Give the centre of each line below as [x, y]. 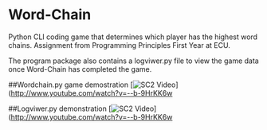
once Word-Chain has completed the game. [80, 69]
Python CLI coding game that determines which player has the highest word [133, 37]
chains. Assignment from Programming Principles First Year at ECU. [120, 45]
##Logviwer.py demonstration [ [60, 108]
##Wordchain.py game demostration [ [71, 85]
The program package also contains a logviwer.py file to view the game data [133, 61]
